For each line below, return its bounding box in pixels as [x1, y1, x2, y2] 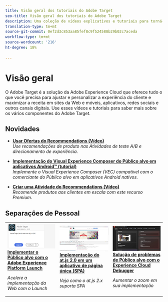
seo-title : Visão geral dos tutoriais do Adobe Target [5, 13, 122, 18]
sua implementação [112, 282, 154, 288]
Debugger [112, 267, 134, 273]
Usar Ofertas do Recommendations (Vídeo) [12, 138, 104, 144]
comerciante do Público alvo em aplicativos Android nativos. [12, 174, 138, 180]
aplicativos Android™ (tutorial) [12, 163, 77, 169]
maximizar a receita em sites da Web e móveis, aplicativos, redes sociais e [5, 99, 159, 105]
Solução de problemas [112, 251, 161, 257]
